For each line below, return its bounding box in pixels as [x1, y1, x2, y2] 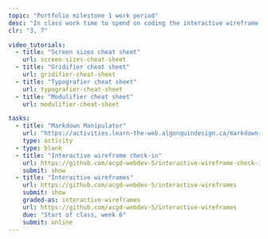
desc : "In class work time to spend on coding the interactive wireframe [8, 19, 259, 27]
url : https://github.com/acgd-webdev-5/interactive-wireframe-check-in [22, 159, 266, 167]
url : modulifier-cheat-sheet [22, 100, 120, 108]
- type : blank [15, 144, 62, 152]
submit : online [22, 218, 73, 226]
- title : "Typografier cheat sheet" [15, 77, 137, 86]
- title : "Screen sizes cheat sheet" [15, 49, 141, 57]
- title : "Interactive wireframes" [15, 174, 134, 182]
